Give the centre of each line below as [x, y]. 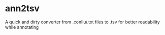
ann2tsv [22, 9]
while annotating [22, 27]
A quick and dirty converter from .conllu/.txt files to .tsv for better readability [82, 22]
